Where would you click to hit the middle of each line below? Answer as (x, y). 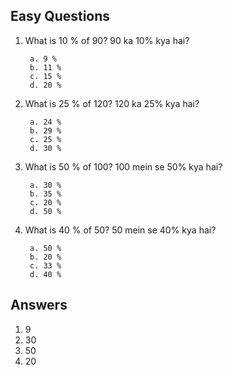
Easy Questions (60, 16)
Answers (39, 305)
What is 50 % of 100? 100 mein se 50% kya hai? (123, 166)
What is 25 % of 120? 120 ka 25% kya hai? (112, 103)
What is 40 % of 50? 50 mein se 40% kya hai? (120, 230)
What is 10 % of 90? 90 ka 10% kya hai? (107, 40)
